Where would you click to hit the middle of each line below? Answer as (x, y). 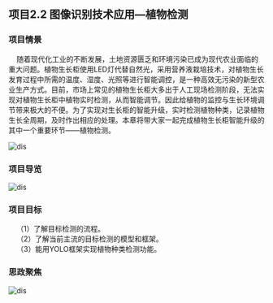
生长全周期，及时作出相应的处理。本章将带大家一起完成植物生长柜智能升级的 (136, 119)
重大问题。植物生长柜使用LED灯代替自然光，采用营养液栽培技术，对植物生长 (136, 69)
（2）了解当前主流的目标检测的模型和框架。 (90, 239)
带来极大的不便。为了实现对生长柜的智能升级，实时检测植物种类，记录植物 (140, 110)
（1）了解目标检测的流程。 (61, 229)
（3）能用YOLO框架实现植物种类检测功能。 (89, 249)
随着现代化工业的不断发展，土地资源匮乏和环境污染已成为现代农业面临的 (137, 58)
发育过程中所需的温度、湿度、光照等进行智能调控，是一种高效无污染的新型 (133, 79)
